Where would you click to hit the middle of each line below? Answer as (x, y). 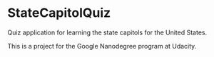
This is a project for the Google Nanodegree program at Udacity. (102, 46)
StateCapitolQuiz (59, 13)
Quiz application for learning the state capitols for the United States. (107, 32)
